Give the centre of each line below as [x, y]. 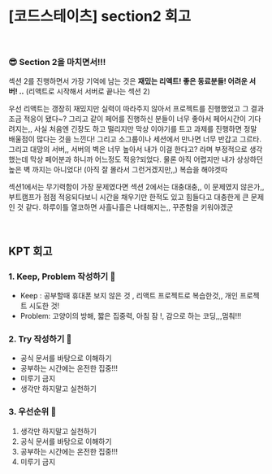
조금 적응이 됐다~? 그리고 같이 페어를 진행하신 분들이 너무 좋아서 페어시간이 [127, 119]
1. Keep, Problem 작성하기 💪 [62, 276]
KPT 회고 [30, 251]
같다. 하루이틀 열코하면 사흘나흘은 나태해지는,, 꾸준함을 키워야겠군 [130, 207]
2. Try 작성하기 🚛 [40, 339]
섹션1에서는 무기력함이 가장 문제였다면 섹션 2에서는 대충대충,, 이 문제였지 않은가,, [136, 187]
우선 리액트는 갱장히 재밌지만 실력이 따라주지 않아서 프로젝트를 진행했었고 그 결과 [136, 109]
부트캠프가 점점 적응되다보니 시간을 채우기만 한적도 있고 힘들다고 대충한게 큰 [129, 197]
